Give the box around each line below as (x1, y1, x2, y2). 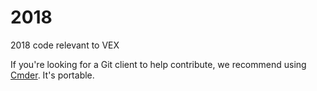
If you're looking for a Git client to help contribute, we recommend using (10, 58, 307, 70)
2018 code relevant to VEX (10, 39, 120, 51)
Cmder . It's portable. (10, 69, 95, 81)
